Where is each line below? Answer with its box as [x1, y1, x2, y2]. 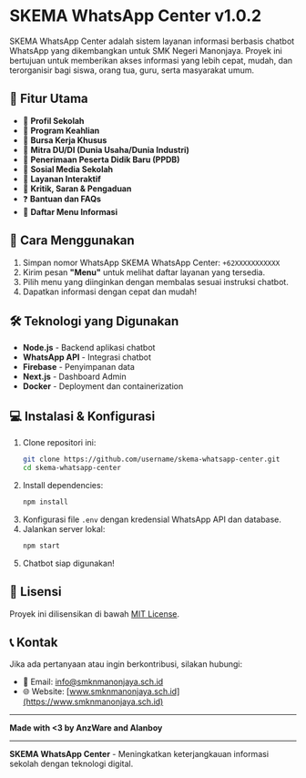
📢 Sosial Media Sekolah [22, 163, 114, 174]
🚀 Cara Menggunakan [9, 233, 135, 249]
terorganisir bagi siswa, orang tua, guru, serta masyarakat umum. [9, 65, 255, 76]
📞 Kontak [9, 634, 58, 650]
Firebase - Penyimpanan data [22, 362, 135, 373]
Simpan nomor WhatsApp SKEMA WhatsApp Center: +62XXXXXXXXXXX [22, 257, 280, 268]
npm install [22, 497, 68, 507]
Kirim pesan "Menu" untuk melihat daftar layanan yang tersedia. [22, 266, 266, 278]
